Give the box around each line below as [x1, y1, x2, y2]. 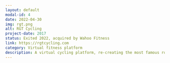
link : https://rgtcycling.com [5, 41, 69, 46]
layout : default [5, 7, 39, 13]
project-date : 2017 [5, 31, 47, 36]
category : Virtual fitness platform [5, 45, 82, 50]
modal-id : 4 [5, 12, 30, 17]
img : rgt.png [5, 21, 33, 27]
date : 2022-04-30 [5, 17, 42, 22]
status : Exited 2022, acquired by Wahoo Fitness [5, 36, 110, 41]
